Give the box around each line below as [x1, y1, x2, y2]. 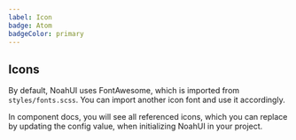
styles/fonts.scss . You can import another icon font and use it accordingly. [8, 94, 285, 106]
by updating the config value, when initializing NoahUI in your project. [8, 121, 263, 132]
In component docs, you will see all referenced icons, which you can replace [8, 112, 288, 122]
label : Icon [8, 12, 52, 22]
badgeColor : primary [8, 29, 85, 38]
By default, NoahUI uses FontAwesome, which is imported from [8, 85, 240, 96]
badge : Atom [8, 21, 52, 30]
